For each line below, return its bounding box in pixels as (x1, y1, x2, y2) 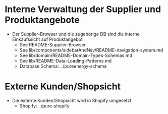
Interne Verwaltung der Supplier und (5, 4, 161, 15)
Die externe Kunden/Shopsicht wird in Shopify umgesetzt (12, 97, 132, 103)
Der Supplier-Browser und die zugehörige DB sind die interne (12, 31, 140, 37)
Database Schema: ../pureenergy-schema (19, 63, 107, 69)
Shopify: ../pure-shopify (19, 102, 70, 109)
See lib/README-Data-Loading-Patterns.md (19, 58, 112, 64)
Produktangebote (5, 14, 80, 26)
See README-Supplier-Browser (19, 41, 86, 47)
